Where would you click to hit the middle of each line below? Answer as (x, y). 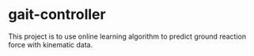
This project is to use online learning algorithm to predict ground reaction (127, 36)
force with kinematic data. (51, 44)
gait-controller (57, 15)
